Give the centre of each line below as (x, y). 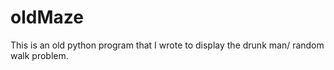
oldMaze (47, 17)
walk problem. (39, 55)
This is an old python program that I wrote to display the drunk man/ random (167, 45)
